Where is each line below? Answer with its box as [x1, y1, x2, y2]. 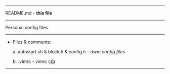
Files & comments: [12, 39, 52, 45]
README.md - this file [5, 10, 52, 16]
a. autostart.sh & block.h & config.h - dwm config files [12, 49, 125, 54]
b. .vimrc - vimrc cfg [12, 58, 56, 64]
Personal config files [5, 25, 48, 30]
